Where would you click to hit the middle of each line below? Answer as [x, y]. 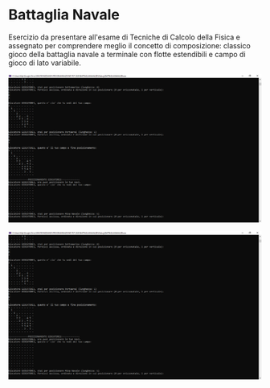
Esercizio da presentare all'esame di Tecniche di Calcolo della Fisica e [125, 37]
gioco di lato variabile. [45, 63]
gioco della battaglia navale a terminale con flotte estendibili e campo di [127, 54]
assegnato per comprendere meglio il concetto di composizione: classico [129, 45]
